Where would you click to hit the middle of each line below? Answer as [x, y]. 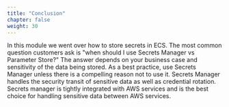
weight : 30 [23, 26]
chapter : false [29, 20]
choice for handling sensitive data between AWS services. [89, 96]
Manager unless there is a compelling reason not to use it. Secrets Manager [114, 74]
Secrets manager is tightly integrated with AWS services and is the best [108, 89]
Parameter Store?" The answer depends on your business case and [103, 60]
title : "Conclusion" [37, 13]
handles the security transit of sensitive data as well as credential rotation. [112, 82]
